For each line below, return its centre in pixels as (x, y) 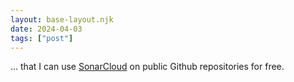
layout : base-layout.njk (62, 19)
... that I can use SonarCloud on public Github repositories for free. (147, 67)
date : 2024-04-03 (46, 29)
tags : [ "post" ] (42, 38)
